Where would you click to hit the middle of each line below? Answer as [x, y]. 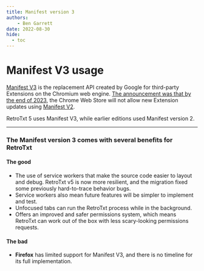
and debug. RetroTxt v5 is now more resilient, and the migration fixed [101, 182]
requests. [27, 227]
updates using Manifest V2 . [41, 107]
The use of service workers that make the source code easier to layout [104, 176]
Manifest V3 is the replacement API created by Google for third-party [93, 87]
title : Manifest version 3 [40, 12]
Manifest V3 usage [55, 70]
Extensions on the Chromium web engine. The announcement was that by [99, 93]
